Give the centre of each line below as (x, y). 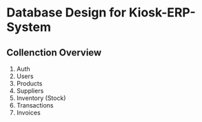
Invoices (28, 112)
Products (29, 83)
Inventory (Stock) (41, 98)
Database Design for (67, 13)
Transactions (35, 105)
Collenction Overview (54, 52)
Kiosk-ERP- (162, 13)
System (29, 27)
